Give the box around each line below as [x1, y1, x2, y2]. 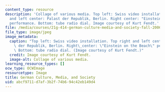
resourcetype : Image [5, 71, 48, 75]
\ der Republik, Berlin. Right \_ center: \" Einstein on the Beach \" [14, 43, 155, 48]
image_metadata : [5, 35, 38, 39]
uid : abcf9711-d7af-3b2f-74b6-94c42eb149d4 [5, 79, 96, 84]
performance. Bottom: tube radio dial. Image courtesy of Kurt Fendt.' [9, 20, 160, 26]
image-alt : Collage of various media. [9, 57, 89, 62]
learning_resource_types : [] [5, 61, 65, 66]
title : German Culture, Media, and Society [5, 75, 96, 80]
